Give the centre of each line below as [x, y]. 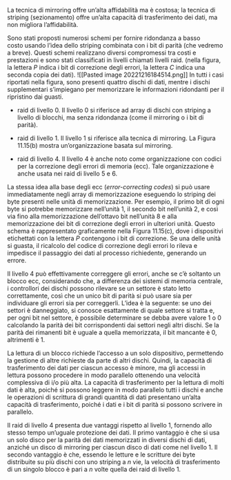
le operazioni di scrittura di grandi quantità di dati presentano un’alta [104, 397]
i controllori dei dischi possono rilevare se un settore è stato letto [99, 288]
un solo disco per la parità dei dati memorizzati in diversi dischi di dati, [107, 440]
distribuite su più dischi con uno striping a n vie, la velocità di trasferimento [114, 462]
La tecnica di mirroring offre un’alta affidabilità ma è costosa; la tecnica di [111, 10]
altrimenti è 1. [26, 340]
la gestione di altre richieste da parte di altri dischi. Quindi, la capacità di [110, 361]
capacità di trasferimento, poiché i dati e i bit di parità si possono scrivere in [115, 404]
